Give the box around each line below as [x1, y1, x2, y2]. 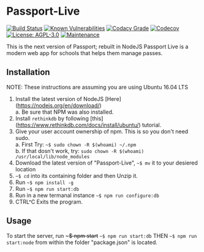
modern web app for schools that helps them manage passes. [6, 49, 163, 56]
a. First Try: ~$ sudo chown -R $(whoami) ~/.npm [15, 141, 137, 148]
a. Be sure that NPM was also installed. [15, 108, 114, 116]
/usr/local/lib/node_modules [15, 154, 90, 160]
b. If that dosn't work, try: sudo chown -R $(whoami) [15, 147, 145, 154]
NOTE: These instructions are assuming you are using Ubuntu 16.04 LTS [6, 83, 189, 91]
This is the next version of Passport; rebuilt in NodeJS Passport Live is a [6, 43, 189, 50]
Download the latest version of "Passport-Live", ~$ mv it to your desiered [15, 159, 198, 166]
